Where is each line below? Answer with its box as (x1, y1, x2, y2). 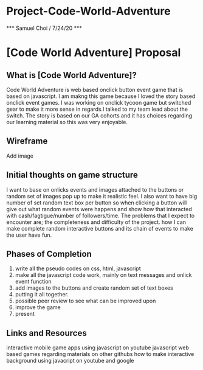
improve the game (15, 304, 61, 311)
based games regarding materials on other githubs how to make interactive (6, 351, 194, 358)
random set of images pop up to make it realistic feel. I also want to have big (6, 192, 198, 200)
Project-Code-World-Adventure (6, 4, 171, 18)
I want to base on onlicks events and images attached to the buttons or (6, 186, 184, 193)
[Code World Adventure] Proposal (6, 46, 181, 60)
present (15, 310, 35, 318)
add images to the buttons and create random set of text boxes (15, 284, 173, 291)
